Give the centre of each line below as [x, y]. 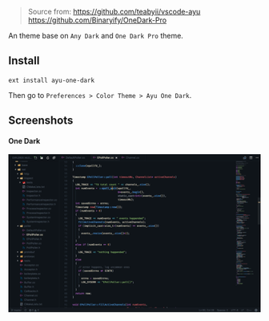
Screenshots [41, 121]
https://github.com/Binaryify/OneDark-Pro [97, 20]
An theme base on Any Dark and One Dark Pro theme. [96, 36]
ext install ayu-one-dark [51, 80]
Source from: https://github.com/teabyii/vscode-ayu [114, 12]
